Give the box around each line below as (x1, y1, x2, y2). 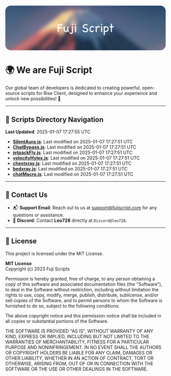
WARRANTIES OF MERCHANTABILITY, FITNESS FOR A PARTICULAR (5, 339, 149, 345)
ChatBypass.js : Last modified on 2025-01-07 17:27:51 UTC (12, 144, 136, 151)
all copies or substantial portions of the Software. (5, 318, 108, 324)
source (5, 90, 20, 96)
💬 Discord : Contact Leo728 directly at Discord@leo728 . (12, 217, 127, 223)
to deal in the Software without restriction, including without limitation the (5, 286, 159, 292)
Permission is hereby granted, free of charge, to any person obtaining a (5, 275, 155, 282)
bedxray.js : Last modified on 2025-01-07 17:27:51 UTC (12, 166, 128, 172)
